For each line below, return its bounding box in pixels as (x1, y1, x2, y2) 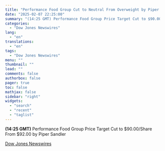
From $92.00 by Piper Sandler (5, 131, 66, 137)
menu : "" (5, 58, 23, 62)
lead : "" (5, 67, 23, 72)
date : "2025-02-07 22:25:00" (5, 12, 65, 17)
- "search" (9, 103, 32, 108)
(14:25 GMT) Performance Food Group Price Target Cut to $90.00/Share (5, 126, 152, 132)
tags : (5, 48, 16, 53)
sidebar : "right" (5, 94, 41, 99)
